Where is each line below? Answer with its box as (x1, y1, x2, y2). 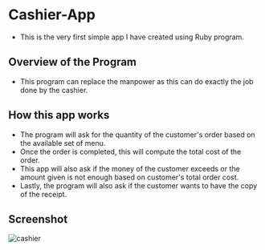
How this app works (8, 108, 110, 122)
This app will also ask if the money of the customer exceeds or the (19, 163, 240, 173)
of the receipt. (19, 189, 67, 199)
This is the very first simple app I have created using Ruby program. (19, 32, 245, 42)
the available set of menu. (19, 138, 106, 147)
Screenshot (8, 212, 68, 226)
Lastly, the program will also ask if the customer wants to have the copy (19, 180, 258, 190)
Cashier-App (8, 6, 96, 24)
